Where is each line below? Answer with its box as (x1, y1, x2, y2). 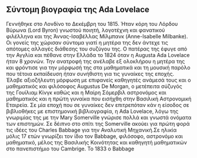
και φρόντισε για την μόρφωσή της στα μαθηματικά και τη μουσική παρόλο (6, 64, 191, 71)
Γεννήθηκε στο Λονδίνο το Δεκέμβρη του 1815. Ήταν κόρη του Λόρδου (6, 20, 178, 27)
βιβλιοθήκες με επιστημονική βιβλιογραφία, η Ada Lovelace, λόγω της (6, 107, 179, 115)
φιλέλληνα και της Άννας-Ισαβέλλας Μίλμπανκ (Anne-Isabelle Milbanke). (6, 32, 188, 40)
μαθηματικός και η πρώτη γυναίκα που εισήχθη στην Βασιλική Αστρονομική (6, 95, 192, 102)
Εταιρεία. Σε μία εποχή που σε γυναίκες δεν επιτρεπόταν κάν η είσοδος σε (6, 101, 189, 108)
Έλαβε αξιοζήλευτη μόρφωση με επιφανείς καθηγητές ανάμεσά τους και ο (6, 76, 191, 83)
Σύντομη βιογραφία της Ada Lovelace (6, 5, 150, 15)
